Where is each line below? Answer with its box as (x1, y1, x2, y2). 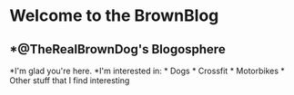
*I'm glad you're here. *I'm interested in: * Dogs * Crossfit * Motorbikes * (9, 65, 285, 76)
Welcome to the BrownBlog (9, 5, 219, 26)
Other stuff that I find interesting (9, 75, 130, 86)
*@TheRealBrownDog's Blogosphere (9, 42, 226, 57)
